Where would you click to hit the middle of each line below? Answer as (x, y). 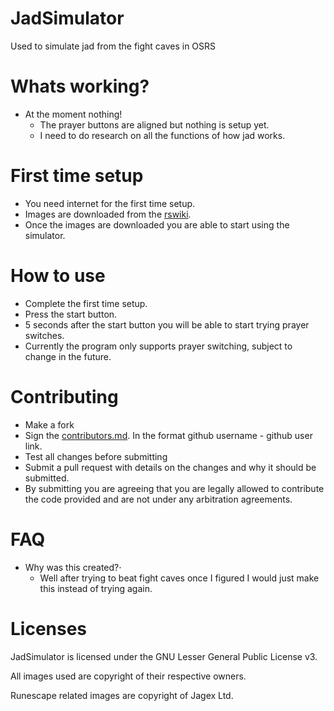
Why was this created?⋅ (73, 567)
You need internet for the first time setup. (110, 203)
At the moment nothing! (73, 114)
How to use (58, 276)
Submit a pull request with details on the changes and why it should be (170, 467)
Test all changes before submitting (96, 456)
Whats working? (80, 86)
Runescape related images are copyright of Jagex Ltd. (122, 695)
